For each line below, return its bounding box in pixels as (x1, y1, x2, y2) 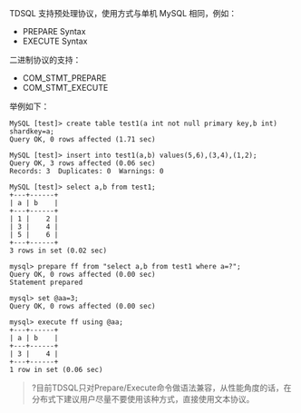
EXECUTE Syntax (22, 35, 88, 46)
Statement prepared (9, 278, 83, 287)
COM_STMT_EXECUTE (22, 83, 109, 93)
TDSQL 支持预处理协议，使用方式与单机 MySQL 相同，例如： (9, 8, 238, 18)
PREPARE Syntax (22, 26, 86, 36)
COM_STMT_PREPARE (22, 73, 107, 84)
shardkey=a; (9, 127, 54, 136)
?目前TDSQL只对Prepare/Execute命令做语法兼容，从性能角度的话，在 (31, 382, 292, 393)
